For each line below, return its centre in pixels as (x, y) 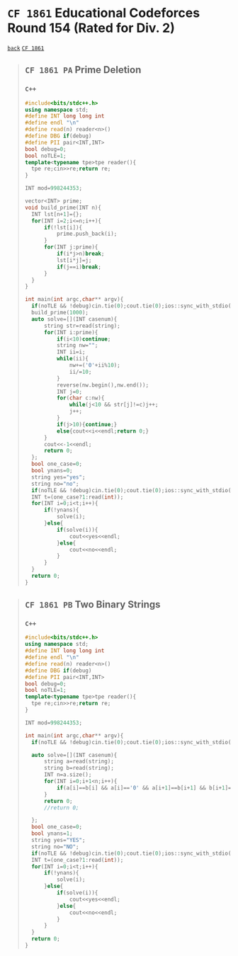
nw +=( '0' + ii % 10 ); (95, 365)
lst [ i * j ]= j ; (74, 260)
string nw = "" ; (77, 346)
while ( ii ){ (73, 359)
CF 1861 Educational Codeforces (104, 13)
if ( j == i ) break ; (79, 267)
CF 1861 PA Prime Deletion (83, 70)
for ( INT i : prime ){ (71, 332)
